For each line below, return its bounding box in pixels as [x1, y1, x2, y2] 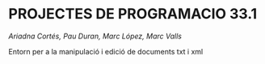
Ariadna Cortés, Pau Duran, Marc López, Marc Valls [8, 31, 182, 41]
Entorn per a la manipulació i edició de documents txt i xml [8, 46, 204, 56]
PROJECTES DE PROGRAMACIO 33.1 [8, 5, 258, 23]
